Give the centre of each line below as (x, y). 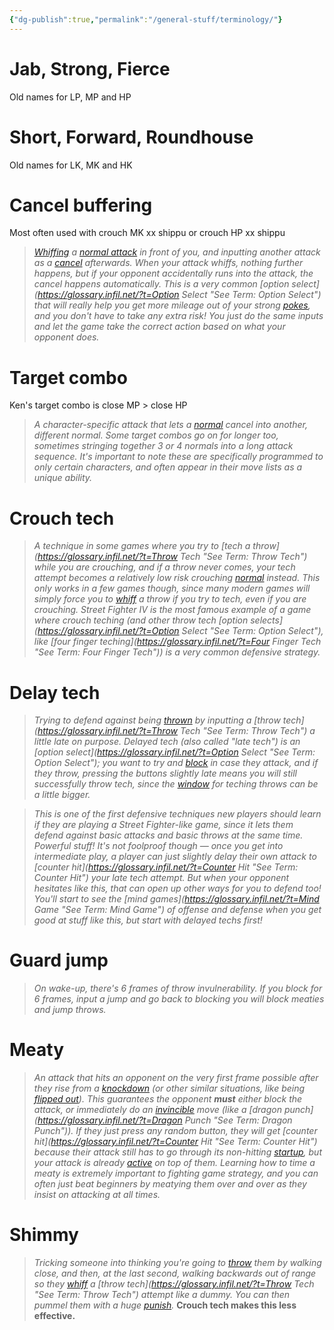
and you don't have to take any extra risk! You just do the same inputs (178, 316)
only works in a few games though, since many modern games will (172, 588)
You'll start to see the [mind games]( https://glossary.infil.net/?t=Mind (176, 899)
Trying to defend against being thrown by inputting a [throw (157, 720)
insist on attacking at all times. (97, 1195)
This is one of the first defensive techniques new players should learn (177, 814)
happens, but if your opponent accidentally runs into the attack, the (173, 273)
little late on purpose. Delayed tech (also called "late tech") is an (167, 742)
